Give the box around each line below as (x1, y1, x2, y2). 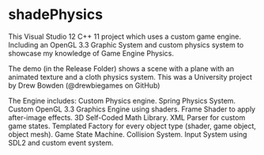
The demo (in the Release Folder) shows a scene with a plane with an (8, 63, 235, 73)
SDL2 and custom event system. (8, 138, 114, 147)
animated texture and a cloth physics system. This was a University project (8, 72, 253, 81)
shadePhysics (8, 6, 104, 24)
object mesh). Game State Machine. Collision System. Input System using (8, 129, 247, 139)
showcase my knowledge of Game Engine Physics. (8, 48, 175, 58)
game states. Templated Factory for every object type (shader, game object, (8, 121, 257, 130)
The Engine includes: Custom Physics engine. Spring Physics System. (8, 96, 236, 105)
